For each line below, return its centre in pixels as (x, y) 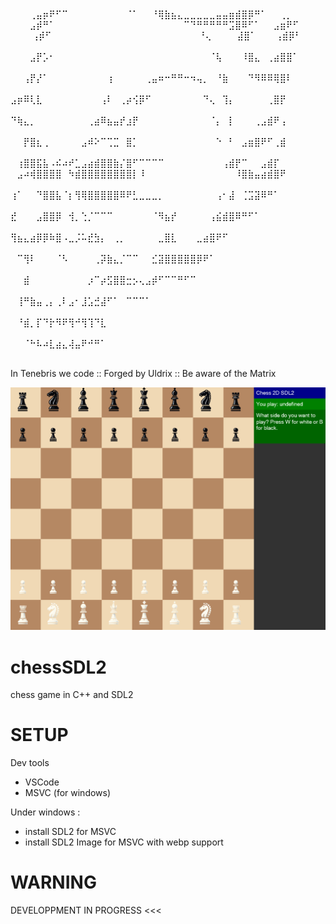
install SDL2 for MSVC (70, 832)
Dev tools (30, 763)
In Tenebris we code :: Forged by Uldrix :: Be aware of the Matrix (143, 373)
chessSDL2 (58, 667)
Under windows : (45, 812)
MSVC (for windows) (68, 793)
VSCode (42, 782)
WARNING (53, 882)
